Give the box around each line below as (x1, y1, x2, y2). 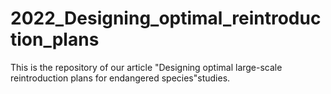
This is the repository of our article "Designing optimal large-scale (10, 61, 283, 73)
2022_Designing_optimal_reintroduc (10, 7, 322, 30)
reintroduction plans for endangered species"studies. (10, 72, 231, 84)
